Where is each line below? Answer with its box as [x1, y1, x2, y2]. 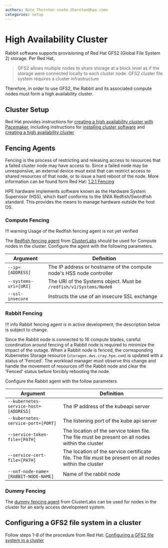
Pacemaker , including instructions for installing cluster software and [5, 124, 145, 130]
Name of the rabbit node [62, 470, 120, 477]
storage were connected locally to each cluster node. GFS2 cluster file [17, 71, 163, 77]
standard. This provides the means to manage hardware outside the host [5, 199, 155, 205]
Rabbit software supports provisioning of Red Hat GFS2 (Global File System [5, 50, 161, 56]
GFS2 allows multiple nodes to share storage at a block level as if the [17, 65, 160, 71]
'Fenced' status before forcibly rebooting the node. [5, 368, 110, 374]
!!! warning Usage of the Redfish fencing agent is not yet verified [5, 228, 138, 234]
